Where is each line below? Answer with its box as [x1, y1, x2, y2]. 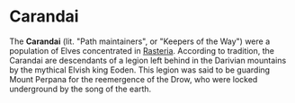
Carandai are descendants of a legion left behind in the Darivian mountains [9, 55, 287, 65]
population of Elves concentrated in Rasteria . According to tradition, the [9, 45, 275, 56]
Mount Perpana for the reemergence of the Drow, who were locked [9, 73, 258, 84]
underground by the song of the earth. [9, 83, 152, 94]
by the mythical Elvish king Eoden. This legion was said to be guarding [9, 64, 271, 75]
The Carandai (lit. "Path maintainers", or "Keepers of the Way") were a [9, 36, 271, 47]
